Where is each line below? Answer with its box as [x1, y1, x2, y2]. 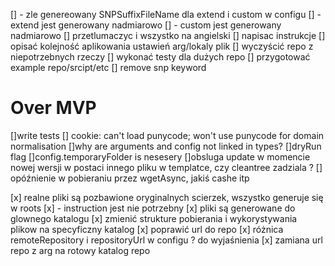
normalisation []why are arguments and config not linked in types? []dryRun [10, 140, 322, 152]
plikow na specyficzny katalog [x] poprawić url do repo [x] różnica [10, 223, 284, 235]
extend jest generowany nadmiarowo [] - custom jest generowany [10, 19, 282, 31]
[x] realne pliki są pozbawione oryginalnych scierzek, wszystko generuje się [10, 191, 324, 203]
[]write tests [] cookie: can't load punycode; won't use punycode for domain [10, 129, 325, 141]
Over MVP [10, 97, 97, 119]
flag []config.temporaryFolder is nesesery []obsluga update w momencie [10, 150, 311, 163]
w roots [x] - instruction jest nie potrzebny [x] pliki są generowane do [10, 202, 296, 214]
